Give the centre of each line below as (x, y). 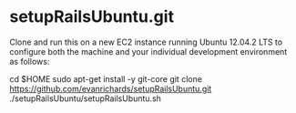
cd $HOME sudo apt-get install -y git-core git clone (106, 78)
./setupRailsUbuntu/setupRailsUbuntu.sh (86, 98)
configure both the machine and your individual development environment (148, 51)
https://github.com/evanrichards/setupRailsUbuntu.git (111, 88)
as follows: (30, 61)
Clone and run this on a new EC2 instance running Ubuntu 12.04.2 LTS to (146, 42)
